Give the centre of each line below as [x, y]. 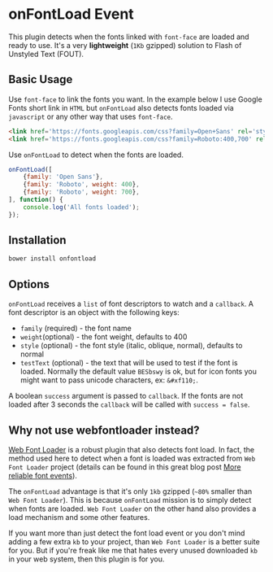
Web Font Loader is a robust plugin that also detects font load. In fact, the [132, 449]
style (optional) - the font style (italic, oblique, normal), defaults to [131, 346]
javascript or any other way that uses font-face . [91, 116]
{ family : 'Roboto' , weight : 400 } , [81, 185]
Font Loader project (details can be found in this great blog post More [125, 467]
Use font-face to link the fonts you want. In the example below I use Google [135, 99]
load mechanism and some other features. [79, 517]
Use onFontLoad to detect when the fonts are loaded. [96, 155]
